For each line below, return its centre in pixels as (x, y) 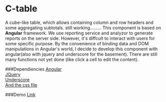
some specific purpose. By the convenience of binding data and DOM (77, 43)
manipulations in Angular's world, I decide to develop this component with (81, 49)
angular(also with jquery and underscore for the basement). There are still (81, 54)
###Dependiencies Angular (33, 69)
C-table (21, 9)
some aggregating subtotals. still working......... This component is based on (83, 27)
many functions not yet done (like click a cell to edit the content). (72, 59)
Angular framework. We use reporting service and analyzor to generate (79, 33)
